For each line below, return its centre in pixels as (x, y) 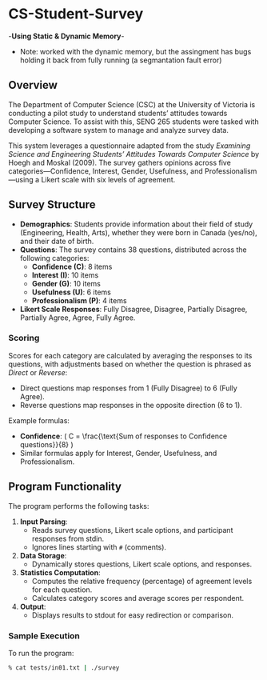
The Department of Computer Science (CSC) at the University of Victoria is (132, 104)
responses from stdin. (68, 538)
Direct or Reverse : (38, 372)
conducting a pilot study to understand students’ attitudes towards (118, 113)
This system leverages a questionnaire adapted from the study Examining (130, 146)
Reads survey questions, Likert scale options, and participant (132, 530)
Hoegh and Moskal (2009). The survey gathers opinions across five (120, 162)
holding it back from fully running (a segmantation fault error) (121, 60)
